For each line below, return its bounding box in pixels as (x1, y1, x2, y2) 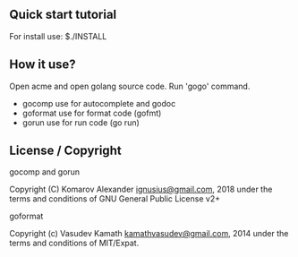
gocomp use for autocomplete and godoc (21, 98, 176, 108)
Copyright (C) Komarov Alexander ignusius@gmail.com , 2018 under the (9, 184, 273, 195)
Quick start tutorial (9, 7, 117, 22)
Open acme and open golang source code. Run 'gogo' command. (9, 81, 251, 91)
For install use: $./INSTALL (9, 30, 107, 41)
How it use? (9, 57, 76, 73)
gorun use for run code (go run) (21, 116, 140, 128)
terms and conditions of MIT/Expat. (9, 237, 140, 249)
